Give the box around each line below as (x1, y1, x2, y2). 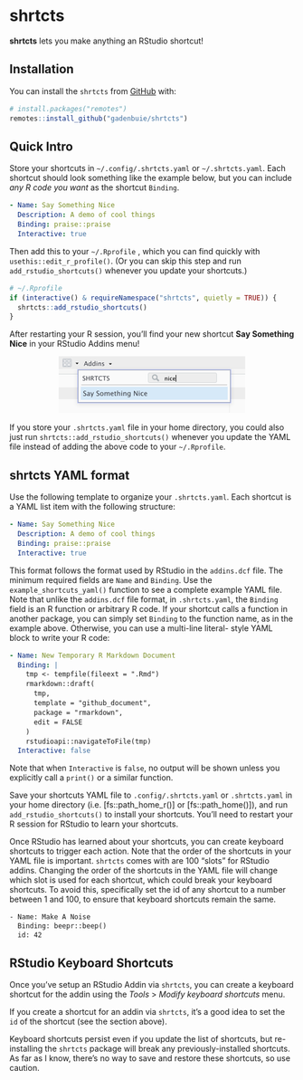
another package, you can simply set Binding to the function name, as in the (9, 613, 294, 624)
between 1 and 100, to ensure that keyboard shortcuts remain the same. (9, 894, 277, 905)
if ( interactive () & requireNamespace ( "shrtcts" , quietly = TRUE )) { (9, 293, 278, 302)
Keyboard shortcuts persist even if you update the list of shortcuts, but (9, 1034, 273, 1045)
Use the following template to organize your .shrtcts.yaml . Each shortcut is (9, 492, 292, 502)
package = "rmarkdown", (33, 708, 124, 717)
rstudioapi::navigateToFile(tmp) (25, 737, 152, 746)
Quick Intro (9, 139, 74, 154)
